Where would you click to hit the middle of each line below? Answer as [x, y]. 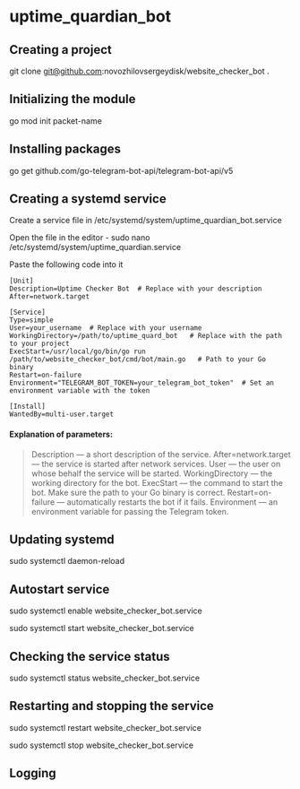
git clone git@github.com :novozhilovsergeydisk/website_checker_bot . [140, 71]
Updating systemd [62, 540]
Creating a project [60, 50]
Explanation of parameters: [61, 434]
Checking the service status [90, 656]
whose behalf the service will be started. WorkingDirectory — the [152, 473]
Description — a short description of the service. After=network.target [161, 454]
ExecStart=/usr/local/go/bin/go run [77, 351]
